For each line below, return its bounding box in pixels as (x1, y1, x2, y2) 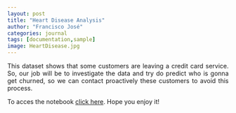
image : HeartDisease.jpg (7, 43, 80, 50)
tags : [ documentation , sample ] (7, 36, 96, 43)
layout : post (7, 10, 46, 17)
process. (7, 84, 33, 92)
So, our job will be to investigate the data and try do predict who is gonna (7, 69, 229, 77)
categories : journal (7, 29, 68, 37)
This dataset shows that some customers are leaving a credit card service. (7, 62, 229, 70)
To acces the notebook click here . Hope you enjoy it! (7, 98, 160, 105)
